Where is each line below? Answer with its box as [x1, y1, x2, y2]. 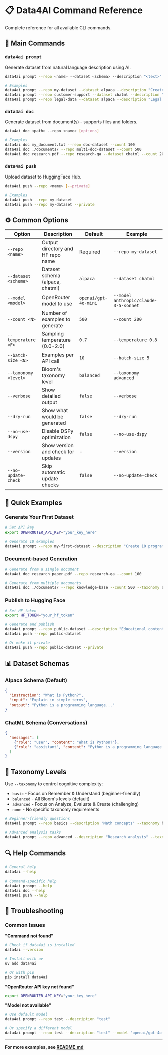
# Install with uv [5, 956, 43, 961]
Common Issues [5, 921, 46, 928]
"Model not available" [5, 1002, 51, 1008]
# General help [5, 865, 37, 870]
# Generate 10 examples [5, 539, 55, 544]
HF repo [41, 252, 61, 259]
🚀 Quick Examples [5, 498, 62, 507]
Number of [41, 310, 67, 317]
